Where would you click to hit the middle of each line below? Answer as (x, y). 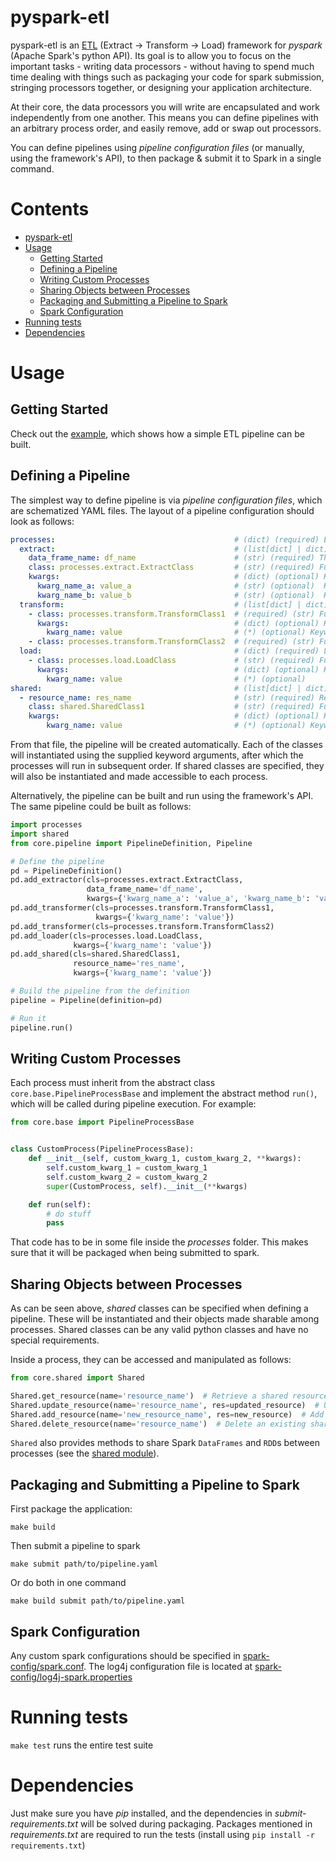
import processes (46, 825)
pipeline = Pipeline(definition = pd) (86, 1000)
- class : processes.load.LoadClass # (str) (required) (171, 661)
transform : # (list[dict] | (160, 604)
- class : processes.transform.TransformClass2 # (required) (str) (171, 642)
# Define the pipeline (57, 861)
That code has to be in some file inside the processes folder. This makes (159, 1242)
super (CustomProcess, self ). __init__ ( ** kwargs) (147, 1186)
